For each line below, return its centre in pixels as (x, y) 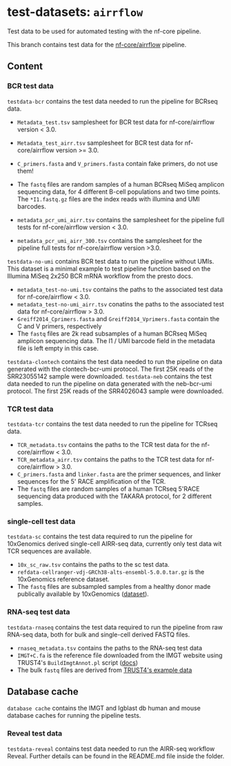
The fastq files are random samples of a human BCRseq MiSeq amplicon (121, 184)
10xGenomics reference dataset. (63, 579)
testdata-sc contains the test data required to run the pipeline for (100, 536)
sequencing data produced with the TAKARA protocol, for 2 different (114, 496)
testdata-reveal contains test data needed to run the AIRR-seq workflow (111, 749)
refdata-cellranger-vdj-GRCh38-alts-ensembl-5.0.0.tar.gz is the (111, 572)
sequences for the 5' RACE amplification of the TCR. (91, 481)
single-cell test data (41, 521)
